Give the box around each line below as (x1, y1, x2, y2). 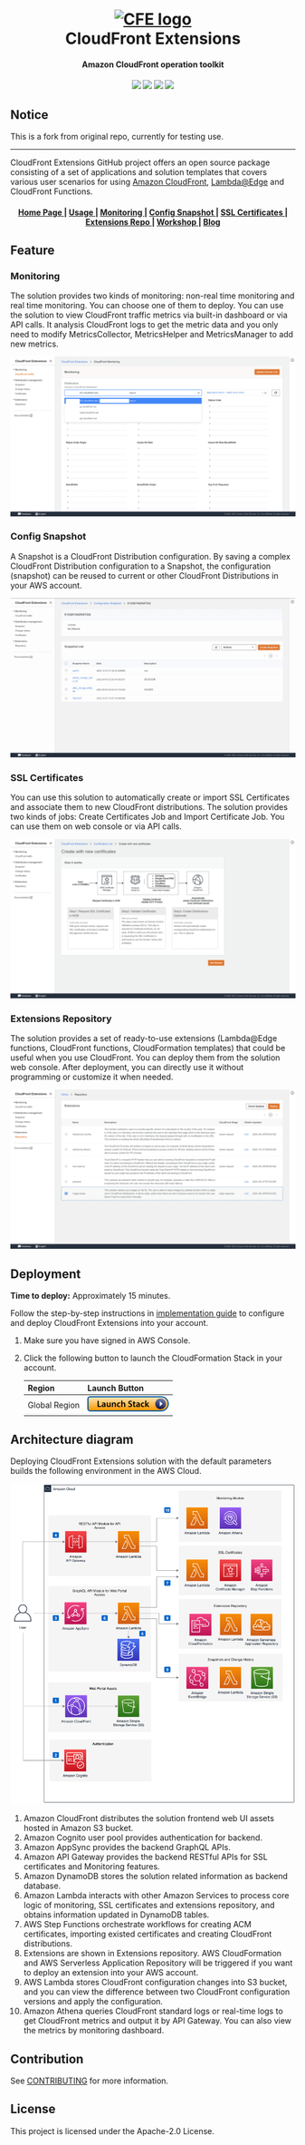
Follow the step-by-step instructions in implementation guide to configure (10, 1308, 285, 1319)
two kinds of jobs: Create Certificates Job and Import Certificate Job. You (10, 812, 285, 823)
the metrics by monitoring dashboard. (23, 2025, 165, 2036)
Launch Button (87, 1382, 144, 1393)
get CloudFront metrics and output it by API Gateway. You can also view (23, 2015, 292, 2026)
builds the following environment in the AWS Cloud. (10, 1466, 202, 1477)
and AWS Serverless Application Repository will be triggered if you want (23, 1957, 293, 1968)
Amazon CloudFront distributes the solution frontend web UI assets (23, 1813, 275, 1824)
